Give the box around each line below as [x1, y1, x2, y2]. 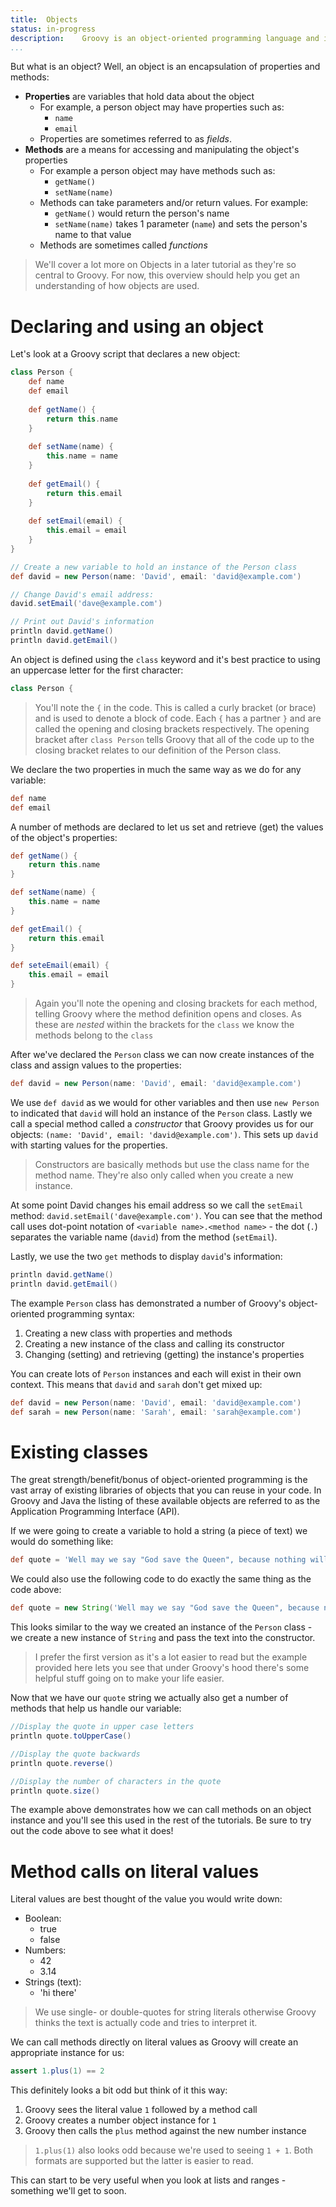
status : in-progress [10, 24, 97, 34]
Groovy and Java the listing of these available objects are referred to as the [10, 1495, 321, 1507]
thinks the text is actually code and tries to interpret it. [34, 2017, 258, 2029]
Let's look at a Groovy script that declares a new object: [10, 348, 241, 360]
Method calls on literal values [10, 1860, 260, 1883]
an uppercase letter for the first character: [10, 664, 184, 676]
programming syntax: [46, 1307, 135, 1320]
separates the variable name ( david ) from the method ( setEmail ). [10, 1231, 278, 1243]
